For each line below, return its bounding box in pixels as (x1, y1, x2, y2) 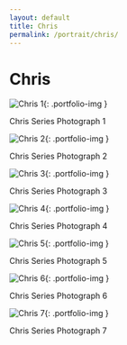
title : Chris (9, 22, 59, 31)
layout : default (9, 13, 70, 23)
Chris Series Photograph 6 (9, 290, 108, 302)
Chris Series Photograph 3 (9, 186, 108, 196)
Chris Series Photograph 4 (9, 221, 108, 232)
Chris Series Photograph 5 (9, 256, 108, 267)
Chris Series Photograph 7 (9, 325, 107, 336)
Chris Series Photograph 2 (9, 150, 108, 162)
